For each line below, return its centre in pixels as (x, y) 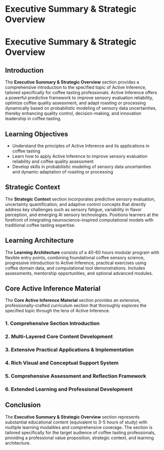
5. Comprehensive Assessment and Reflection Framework (76, 376)
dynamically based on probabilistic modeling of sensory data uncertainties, (81, 108)
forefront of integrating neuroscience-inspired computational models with (79, 220)
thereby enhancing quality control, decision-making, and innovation (73, 113)
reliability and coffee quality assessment (53, 161)
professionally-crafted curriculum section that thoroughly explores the (76, 305)
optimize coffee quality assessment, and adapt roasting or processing (75, 103)
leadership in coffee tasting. (33, 119)
